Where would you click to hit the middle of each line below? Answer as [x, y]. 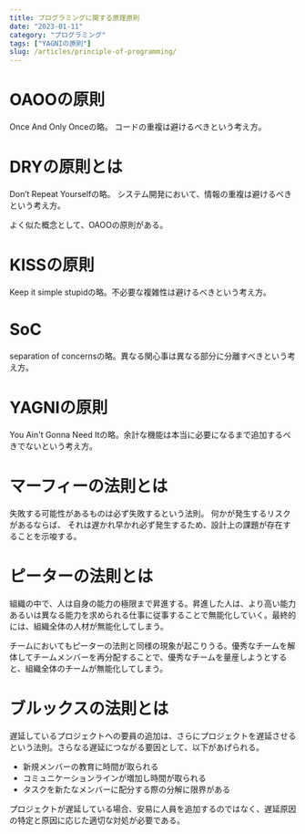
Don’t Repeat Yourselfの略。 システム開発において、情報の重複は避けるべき [151, 194]
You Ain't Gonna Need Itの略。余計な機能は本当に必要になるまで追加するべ [150, 434]
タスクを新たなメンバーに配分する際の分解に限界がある [126, 789]
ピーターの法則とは [81, 576]
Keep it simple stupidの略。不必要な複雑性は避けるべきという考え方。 [140, 292]
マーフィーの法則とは [89, 486]
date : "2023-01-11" [46, 26]
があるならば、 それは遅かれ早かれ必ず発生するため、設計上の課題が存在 [146, 525]
